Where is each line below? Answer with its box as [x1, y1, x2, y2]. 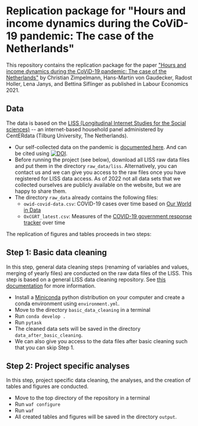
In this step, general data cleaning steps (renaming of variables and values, [6, 263, 189, 270]
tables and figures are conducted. [6, 383, 89, 390]
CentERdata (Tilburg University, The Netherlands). [6, 132, 128, 139]
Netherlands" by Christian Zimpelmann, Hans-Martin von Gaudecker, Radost [6, 74, 192, 81]
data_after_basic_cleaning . [14, 331, 83, 338]
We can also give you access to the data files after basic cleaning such [14, 337, 188, 344]
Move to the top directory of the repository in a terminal [14, 395, 150, 402]
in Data [23, 206, 41, 214]
